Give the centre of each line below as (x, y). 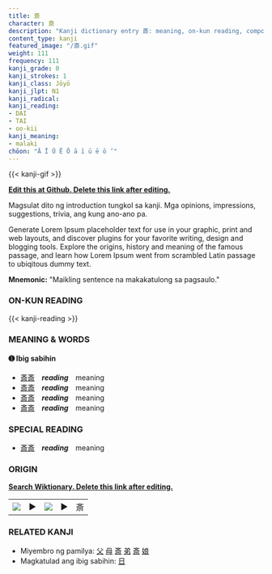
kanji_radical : (34, 99)
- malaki (23, 143)
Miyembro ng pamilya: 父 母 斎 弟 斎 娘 (85, 551)
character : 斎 (32, 23)
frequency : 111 (34, 61)
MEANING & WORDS (49, 339)
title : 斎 (24, 16)
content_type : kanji (43, 38)
